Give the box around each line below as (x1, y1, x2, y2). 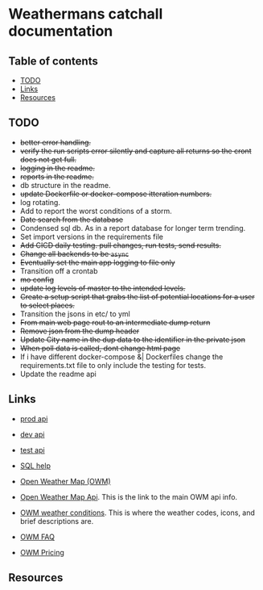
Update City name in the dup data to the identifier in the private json (19, 334, 245, 344)
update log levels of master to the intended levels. (19, 283, 186, 293)
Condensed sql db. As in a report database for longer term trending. (19, 223, 246, 232)
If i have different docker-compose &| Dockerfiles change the (19, 352, 224, 362)
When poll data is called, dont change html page (19, 343, 181, 353)
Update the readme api (19, 369, 97, 379)
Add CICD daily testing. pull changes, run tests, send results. (19, 240, 221, 250)
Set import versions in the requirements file (19, 232, 163, 241)
